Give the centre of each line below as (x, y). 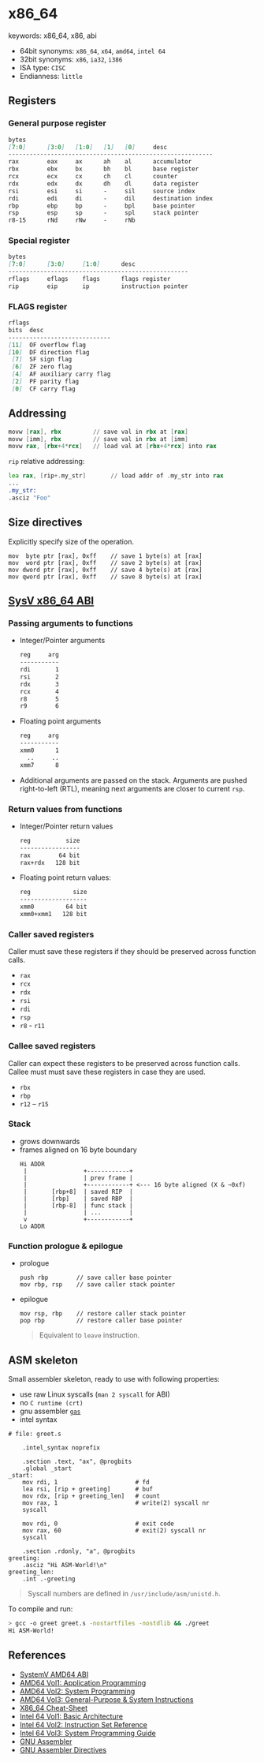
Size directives (45, 523)
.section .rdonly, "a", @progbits (79, 1551)
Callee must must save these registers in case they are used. (107, 1072)
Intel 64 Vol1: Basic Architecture (71, 1716)
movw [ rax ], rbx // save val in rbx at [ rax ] (99, 432)
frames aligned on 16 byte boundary (78, 1150)
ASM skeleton (43, 1360)
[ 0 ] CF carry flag (44, 389)
